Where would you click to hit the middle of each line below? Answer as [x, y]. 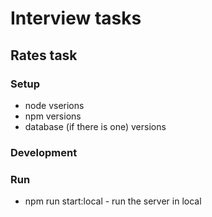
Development [44, 152]
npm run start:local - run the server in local [113, 201]
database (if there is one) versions [95, 126]
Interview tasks [76, 18]
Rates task [44, 55]
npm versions [53, 116]
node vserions [54, 105]
